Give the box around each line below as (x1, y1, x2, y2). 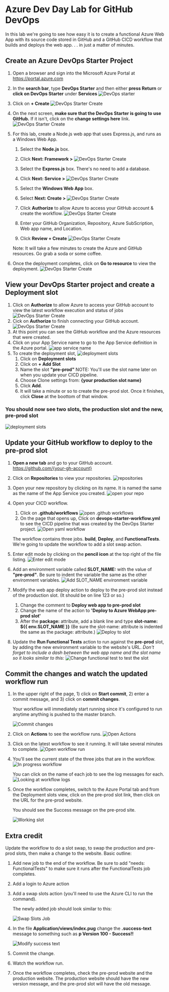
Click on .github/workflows (20, 510, 78, 516)
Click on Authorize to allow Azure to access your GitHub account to (12, 301, 154, 308)
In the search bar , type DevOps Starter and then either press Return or (12, 85, 162, 91)
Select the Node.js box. (20, 146, 70, 152)
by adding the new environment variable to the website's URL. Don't (12, 644, 154, 650)
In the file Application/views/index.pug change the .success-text (12, 926, 152, 932)
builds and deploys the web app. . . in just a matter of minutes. (5, 42, 135, 48)
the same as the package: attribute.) (20, 629, 96, 635)
